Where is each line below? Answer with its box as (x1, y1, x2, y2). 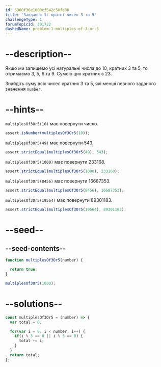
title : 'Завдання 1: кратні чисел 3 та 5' (5, 12, 97, 17)
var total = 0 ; (10, 320, 42, 325)
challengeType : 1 (5, 17, 42, 22)
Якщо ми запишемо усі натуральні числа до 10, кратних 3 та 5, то (5, 65, 148, 71)
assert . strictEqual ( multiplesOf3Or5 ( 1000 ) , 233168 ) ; (5, 169, 120, 174)
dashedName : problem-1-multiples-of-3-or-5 (5, 27, 99, 32)
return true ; (10, 267, 38, 272)
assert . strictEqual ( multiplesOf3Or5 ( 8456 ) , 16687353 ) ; (5, 188, 124, 193)
